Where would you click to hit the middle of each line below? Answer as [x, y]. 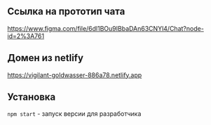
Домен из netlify [46, 58]
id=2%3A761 [26, 36]
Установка [32, 97]
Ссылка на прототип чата [66, 12]
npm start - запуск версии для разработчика [74, 114]
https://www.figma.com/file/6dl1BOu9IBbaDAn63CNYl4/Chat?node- [106, 28]
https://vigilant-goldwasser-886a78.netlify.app [75, 75]
